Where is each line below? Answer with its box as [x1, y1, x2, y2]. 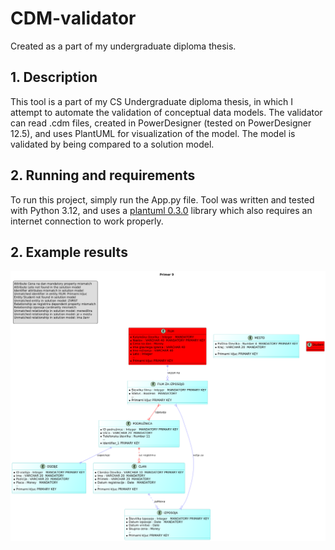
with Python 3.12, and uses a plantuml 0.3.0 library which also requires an [10, 204, 313, 216]
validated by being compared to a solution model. [10, 138, 215, 150]
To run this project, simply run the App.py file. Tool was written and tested [10, 193, 315, 206]
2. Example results [10, 243, 128, 261]
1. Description [10, 69, 98, 86]
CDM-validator [10, 7, 137, 30]
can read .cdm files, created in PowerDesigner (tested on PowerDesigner [10, 117, 312, 129]
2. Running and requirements [10, 167, 196, 184]
